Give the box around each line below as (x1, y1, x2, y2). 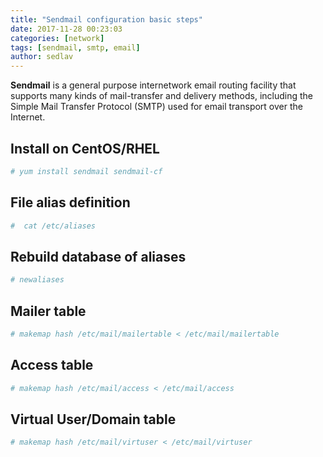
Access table (10, 357, 94, 374)
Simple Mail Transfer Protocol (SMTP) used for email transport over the (10, 101, 303, 113)
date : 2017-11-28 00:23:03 (10, 24, 123, 34)
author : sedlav (10, 52, 74, 62)
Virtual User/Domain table (10, 411, 177, 428)
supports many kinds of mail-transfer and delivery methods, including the (10, 90, 314, 102)
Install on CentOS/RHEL (10, 140, 160, 157)
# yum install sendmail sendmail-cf (10, 166, 163, 176)
